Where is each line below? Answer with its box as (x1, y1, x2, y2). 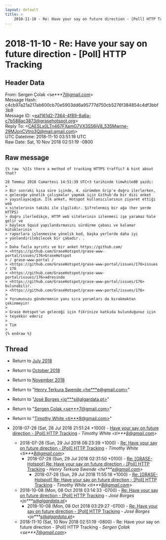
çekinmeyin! (5, 301, 30, 306)
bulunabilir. (5, 283, 32, 289)
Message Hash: (5, 97, 37, 103)
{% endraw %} (5, 331, 32, 336)
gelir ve (5, 218, 23, 223)
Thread (5, 345, 28, 353)
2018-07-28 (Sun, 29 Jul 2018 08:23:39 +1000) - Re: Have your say (19, 440, 158, 446)
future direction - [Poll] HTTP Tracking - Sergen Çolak (19, 524, 130, 530)
